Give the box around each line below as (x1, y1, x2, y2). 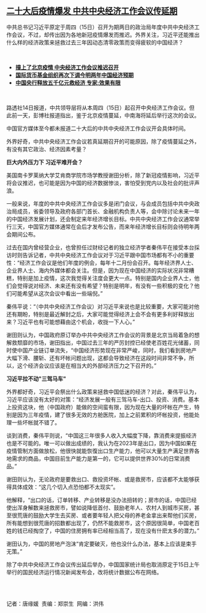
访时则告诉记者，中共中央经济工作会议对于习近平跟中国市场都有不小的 (6, 251, 184, 259)
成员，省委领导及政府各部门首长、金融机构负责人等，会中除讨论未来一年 (17, 208, 200, 215)
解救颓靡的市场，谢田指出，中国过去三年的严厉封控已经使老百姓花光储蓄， (6, 338, 194, 346)
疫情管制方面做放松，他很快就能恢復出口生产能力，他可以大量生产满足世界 (6, 447, 194, 455)
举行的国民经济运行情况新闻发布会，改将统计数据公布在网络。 (6, 568, 162, 576)
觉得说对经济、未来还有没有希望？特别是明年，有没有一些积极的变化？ (17, 282, 194, 289)
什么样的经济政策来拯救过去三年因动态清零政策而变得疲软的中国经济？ (6, 39, 184, 46)
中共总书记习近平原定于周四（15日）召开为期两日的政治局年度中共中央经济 (6, 23, 194, 31)
